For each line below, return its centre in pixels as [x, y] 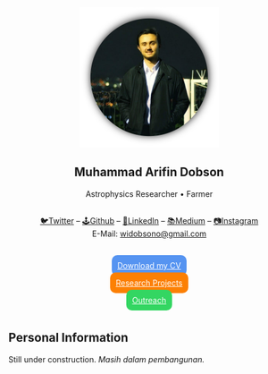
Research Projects [149, 283]
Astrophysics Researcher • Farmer [149, 193]
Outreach [149, 300]
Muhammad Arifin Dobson [149, 172]
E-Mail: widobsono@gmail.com [149, 234]
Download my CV [149, 265]
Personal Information [68, 338]
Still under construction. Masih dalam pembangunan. [106, 359]
